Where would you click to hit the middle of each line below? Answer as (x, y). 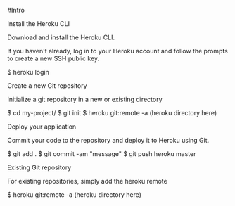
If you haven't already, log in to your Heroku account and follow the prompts (118, 51)
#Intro (16, 10)
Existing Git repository (39, 167)
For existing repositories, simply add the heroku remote (87, 181)
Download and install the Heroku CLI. (61, 37)
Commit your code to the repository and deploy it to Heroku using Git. (108, 140)
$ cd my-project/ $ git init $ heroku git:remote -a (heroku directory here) (112, 113)
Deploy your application (42, 127)
